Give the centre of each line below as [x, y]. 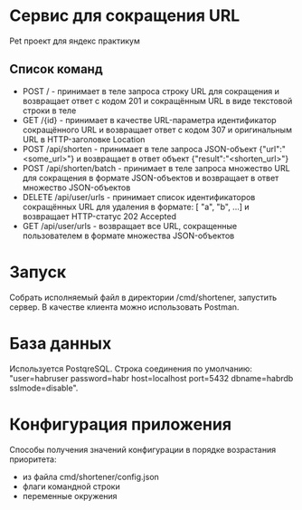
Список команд [56, 69]
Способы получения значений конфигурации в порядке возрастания [143, 449]
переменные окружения [70, 496]
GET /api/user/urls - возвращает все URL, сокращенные [130, 226]
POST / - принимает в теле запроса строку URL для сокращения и [151, 91]
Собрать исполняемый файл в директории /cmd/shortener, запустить [143, 297]
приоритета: [33, 459]
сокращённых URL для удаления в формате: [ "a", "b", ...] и [136, 207]
